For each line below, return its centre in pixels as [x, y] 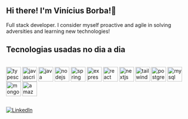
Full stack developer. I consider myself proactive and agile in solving [89, 25]
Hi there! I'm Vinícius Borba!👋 [61, 11]
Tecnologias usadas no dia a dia [66, 50]
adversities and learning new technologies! [58, 31]
